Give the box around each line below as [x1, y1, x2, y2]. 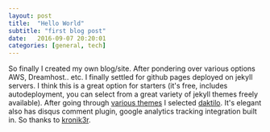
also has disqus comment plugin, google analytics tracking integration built [8, 106, 258, 117]
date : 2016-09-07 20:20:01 [8, 34, 106, 43]
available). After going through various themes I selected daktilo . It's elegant [8, 98, 262, 108]
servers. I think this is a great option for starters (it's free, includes [8, 81, 228, 91]
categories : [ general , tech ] [8, 42, 106, 50]
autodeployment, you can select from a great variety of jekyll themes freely [8, 89, 259, 99]
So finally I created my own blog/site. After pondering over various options [8, 64, 255, 73]
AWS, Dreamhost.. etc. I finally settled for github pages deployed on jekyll [8, 72, 253, 82]
